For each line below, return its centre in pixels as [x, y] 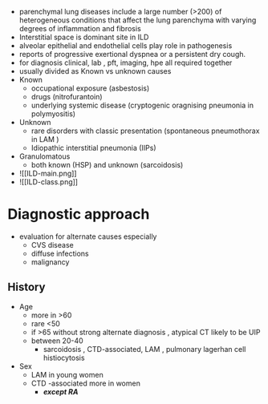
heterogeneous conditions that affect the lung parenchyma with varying [138, 20]
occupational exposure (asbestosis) [90, 88]
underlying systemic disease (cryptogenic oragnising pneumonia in [142, 105]
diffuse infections [60, 253]
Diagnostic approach [79, 214]
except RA [61, 391]
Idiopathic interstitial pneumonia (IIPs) [93, 148]
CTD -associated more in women [86, 383]
